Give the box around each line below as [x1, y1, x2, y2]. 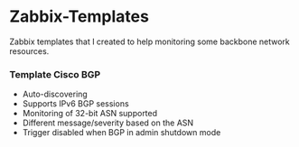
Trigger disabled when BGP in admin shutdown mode [22, 127, 221, 138]
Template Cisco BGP [9, 68, 101, 80]
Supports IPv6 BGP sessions [22, 98, 129, 109]
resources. [9, 45, 50, 56]
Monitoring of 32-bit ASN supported [22, 108, 158, 119]
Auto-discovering [22, 88, 88, 100]
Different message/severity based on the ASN [22, 117, 194, 128]
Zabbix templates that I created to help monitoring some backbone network [9, 36, 291, 47]
